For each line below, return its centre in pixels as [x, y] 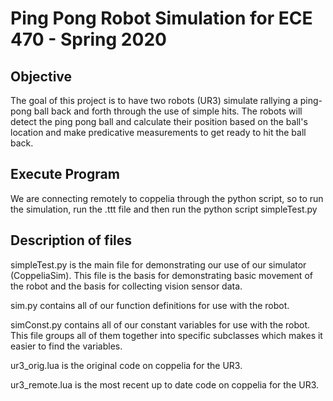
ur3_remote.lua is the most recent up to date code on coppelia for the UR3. [165, 384]
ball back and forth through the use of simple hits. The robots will [168, 111]
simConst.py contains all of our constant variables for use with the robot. [160, 324]
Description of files [71, 240]
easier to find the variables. [66, 346]
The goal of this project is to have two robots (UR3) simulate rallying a [154, 100]
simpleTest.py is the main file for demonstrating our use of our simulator [158, 264]
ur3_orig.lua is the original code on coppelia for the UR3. [126, 365]
